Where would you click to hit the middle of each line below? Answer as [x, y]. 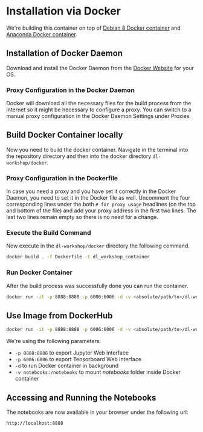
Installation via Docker [63, 11]
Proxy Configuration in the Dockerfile [62, 178]
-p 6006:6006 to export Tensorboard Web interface [78, 359]
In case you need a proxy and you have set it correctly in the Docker [91, 191]
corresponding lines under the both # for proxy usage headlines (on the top [101, 205]
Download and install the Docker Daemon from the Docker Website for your [100, 68]
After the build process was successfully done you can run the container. [97, 286]
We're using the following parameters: [54, 341]
